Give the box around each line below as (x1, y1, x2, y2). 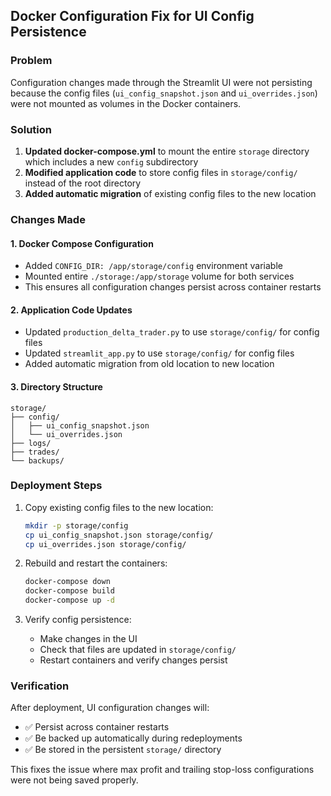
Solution (10, 122, 53, 136)
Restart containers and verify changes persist (39, 654, 228, 666)
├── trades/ (10, 447, 60, 457)
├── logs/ (10, 438, 52, 448)
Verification (10, 679, 70, 693)
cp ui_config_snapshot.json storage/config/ (24, 530, 214, 540)
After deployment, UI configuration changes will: (10, 702, 210, 714)
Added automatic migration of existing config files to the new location (24, 187, 317, 199)
